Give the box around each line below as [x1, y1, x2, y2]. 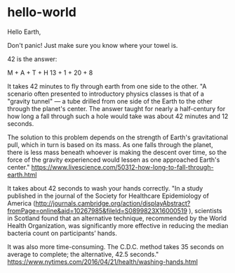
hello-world [7, 4, 77, 20]
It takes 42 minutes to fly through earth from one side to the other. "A [7, 82, 207, 90]
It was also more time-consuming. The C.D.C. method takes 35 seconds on [7, 242, 224, 250]
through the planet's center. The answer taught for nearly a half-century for [7, 104, 226, 113]
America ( [7, 198, 36, 208]
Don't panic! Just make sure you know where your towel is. [7, 41, 178, 49]
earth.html [7, 170, 37, 179]
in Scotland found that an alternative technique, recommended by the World [7, 214, 227, 222]
